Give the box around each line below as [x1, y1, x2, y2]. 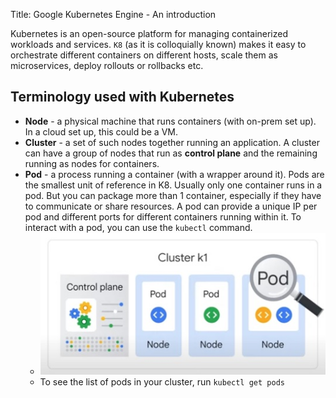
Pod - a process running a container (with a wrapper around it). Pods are [24, 168, 325, 180]
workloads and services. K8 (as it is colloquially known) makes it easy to [10, 39, 307, 50]
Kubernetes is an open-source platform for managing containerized [10, 28, 289, 39]
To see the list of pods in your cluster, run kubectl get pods [39, 375, 285, 388]
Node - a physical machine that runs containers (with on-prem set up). [24, 115, 317, 127]
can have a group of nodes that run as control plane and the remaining [24, 147, 318, 159]
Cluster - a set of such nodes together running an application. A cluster [24, 136, 320, 148]
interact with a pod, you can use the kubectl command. [24, 221, 253, 233]
